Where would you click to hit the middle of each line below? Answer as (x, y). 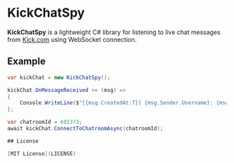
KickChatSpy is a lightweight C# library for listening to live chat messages (114, 32)
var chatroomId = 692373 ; (45, 122)
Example (26, 62)
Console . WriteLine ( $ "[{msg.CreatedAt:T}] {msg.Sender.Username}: (117, 103)
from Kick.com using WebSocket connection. (72, 39)
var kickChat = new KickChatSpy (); (59, 77)
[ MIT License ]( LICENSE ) (42, 154)
